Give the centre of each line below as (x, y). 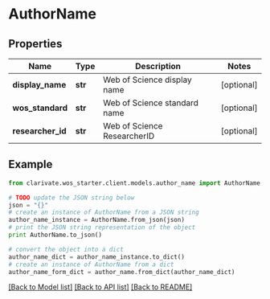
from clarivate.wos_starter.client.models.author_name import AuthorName (135, 183)
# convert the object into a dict (66, 249)
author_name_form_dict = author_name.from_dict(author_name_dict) (122, 272)
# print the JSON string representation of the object (102, 227)
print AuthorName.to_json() (55, 235)
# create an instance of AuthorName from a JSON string (104, 213)
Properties (35, 44)
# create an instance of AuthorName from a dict (91, 264)
